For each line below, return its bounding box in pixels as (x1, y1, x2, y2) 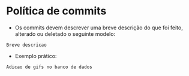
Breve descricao (6, 42, 47, 48)
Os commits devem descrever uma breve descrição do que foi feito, (14, 24, 183, 31)
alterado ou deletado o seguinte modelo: (14, 30, 116, 37)
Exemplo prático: (14, 52, 57, 59)
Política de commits (6, 4, 107, 18)
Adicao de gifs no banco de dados (6, 64, 93, 70)
